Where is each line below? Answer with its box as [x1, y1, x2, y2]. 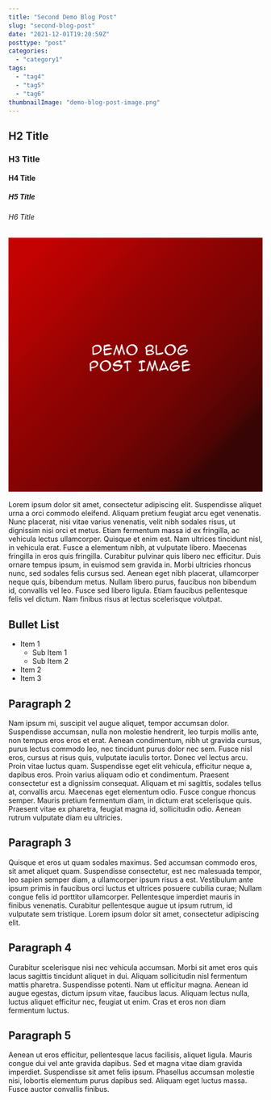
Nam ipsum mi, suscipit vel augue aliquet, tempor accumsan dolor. [8, 718, 230, 728]
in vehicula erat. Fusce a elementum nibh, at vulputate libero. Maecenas [8, 543, 248, 552]
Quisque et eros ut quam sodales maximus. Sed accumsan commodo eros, [8, 857, 257, 867]
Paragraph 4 [8, 941, 73, 955]
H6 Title [8, 212, 35, 222]
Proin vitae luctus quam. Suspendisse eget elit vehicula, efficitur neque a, [8, 761, 252, 770]
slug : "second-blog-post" [8, 21, 95, 30]
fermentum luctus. [8, 1006, 70, 1015]
